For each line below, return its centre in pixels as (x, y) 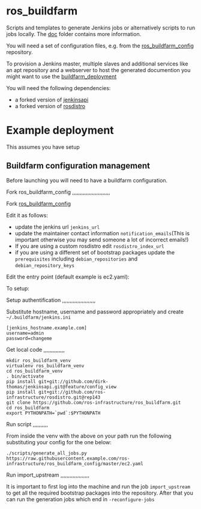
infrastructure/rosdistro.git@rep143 (53, 397)
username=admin (25, 333)
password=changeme (29, 338)
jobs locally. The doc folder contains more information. (74, 34)
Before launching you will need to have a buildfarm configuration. (87, 180)
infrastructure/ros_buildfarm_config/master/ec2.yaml (75, 463)
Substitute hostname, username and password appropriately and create (95, 312)
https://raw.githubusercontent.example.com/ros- (68, 458)
